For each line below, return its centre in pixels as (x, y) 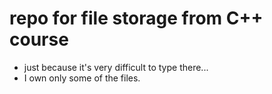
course (39, 39)
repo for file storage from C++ (136, 18)
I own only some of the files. (82, 78)
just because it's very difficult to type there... (116, 67)
